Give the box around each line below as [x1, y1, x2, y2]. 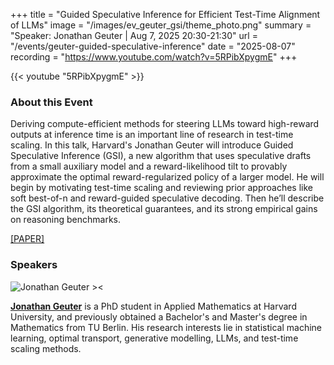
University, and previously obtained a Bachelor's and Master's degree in [10, 310, 308, 323]
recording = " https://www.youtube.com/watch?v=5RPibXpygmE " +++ [10, 51, 298, 63]
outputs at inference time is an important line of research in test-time [10, 129, 294, 141]
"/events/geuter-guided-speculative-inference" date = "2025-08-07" [10, 40, 296, 52]
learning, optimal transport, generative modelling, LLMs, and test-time [10, 332, 299, 344]
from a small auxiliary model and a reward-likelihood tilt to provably [10, 160, 288, 173]
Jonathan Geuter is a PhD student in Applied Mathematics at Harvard [10, 300, 297, 312]
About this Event [10, 95, 93, 109]
